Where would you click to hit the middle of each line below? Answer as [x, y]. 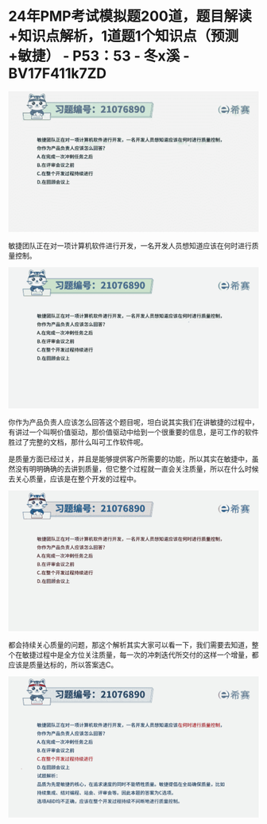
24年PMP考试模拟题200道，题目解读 [130, 16]
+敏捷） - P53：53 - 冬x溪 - [99, 56]
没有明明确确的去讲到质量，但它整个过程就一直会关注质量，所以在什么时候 [137, 468]
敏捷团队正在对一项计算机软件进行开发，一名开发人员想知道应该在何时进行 [130, 246]
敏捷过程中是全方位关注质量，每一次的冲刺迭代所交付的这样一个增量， [137, 655]
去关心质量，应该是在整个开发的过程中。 [74, 479]
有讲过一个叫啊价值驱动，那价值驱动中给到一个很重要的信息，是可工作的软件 [133, 432]
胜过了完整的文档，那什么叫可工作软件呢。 [78, 441]
